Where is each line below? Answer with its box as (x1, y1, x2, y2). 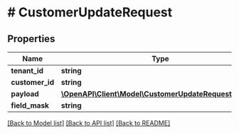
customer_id (11, 78, 55, 87)
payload (11, 89, 39, 98)
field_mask (11, 100, 50, 110)
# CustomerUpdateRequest (7, 4, 173, 21)
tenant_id (11, 66, 44, 76)
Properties (7, 33, 55, 45)
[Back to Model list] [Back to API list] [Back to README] (7, 119, 171, 127)
